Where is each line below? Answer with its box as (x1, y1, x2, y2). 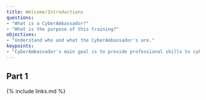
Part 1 (6, 71, 29, 82)
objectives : (6, 32, 37, 38)
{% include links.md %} (6, 87, 66, 95)
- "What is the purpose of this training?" (6, 26, 120, 32)
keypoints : (6, 43, 34, 49)
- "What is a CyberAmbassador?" (6, 20, 89, 26)
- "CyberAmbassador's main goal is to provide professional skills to (6, 49, 191, 55)
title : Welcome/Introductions (6, 9, 84, 15)
